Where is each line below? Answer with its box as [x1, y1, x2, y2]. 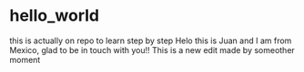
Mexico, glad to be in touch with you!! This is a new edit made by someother [9, 44, 296, 55]
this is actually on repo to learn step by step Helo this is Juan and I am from [9, 35, 292, 46]
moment [9, 54, 41, 65]
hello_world [9, 5, 100, 26]
